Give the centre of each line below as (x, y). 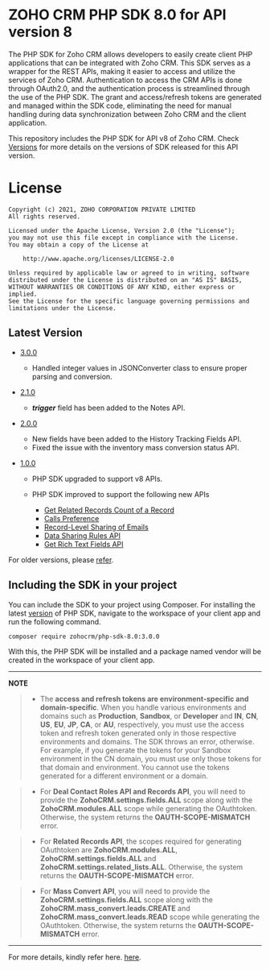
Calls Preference (72, 518)
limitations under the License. (62, 308)
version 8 (41, 32)
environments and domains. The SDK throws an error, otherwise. (147, 742)
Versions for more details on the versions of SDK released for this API (123, 147)
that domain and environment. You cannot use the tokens (135, 768)
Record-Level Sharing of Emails (96, 527)
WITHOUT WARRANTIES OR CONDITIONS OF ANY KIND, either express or (122, 287)
